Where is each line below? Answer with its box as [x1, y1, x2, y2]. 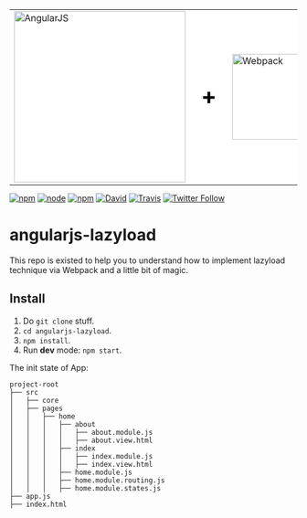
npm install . [22, 334, 71, 345]
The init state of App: [9, 362, 89, 373]
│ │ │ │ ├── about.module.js [9, 428, 153, 437]
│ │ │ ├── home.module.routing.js [9, 475, 166, 485]
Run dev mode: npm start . [22, 344, 122, 355]
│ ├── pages [9, 404, 64, 413]
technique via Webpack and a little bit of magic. [9, 264, 189, 275]
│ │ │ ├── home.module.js [9, 468, 132, 477]
